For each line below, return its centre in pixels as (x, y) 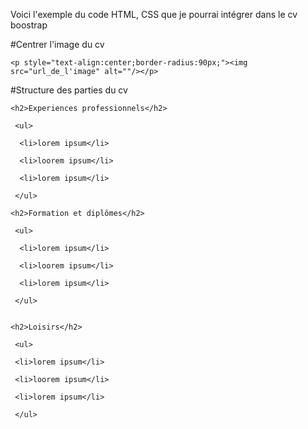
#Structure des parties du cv (69, 90)
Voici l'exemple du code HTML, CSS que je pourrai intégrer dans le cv (154, 14)
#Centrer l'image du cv (57, 44)
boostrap (29, 25)
